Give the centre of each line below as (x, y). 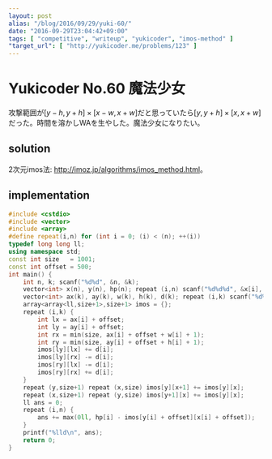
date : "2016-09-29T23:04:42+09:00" (68, 31)
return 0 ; (40, 440)
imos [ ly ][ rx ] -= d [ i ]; (76, 358)
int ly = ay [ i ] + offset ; (81, 327)
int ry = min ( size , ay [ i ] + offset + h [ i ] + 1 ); (121, 342)
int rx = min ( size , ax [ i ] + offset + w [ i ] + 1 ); (121, 335)
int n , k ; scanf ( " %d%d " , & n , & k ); (81, 282)
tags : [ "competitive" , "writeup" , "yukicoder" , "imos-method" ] (121, 39)
